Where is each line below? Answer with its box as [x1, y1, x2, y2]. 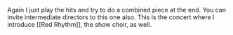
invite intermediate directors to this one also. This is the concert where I [7, 13, 215, 21]
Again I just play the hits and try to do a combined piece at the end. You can [7, 6, 227, 14]
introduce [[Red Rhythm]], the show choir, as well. [7, 21, 152, 28]
